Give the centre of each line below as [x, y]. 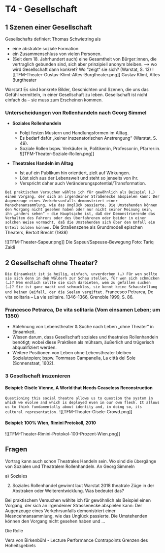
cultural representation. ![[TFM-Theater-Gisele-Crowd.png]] [69, 411]
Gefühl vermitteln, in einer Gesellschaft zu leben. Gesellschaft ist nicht [76, 95]
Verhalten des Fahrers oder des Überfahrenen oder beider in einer [76, 218]
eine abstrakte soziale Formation [45, 48]
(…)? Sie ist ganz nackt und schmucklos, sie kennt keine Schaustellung [81, 287]
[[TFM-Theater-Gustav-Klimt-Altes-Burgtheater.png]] [66, 75]
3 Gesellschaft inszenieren [38, 376]
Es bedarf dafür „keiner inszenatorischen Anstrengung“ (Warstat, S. [88, 138]
